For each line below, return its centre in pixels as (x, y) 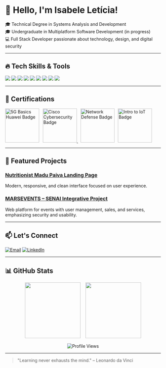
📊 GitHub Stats (29, 271)
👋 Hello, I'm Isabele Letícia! (62, 10)
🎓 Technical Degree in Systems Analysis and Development (66, 24)
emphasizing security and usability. (41, 214)
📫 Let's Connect (32, 236)
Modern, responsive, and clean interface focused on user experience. (76, 186)
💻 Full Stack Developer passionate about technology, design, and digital (79, 39)
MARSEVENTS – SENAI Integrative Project (56, 199)
